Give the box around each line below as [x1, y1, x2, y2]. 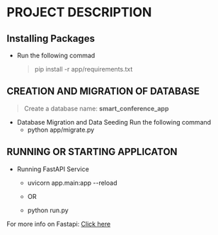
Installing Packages [6, 33, 95, 45]
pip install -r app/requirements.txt [34, 65, 133, 73]
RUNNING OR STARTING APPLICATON [6, 146, 178, 158]
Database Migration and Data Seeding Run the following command [16, 117, 212, 126]
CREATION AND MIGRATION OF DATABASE [6, 86, 200, 98]
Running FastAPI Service [16, 164, 89, 173]
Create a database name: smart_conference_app [23, 104, 169, 113]
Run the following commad [16, 51, 96, 59]
